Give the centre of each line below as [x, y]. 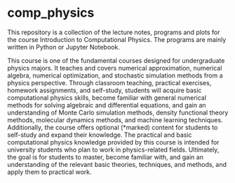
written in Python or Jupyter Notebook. [64, 47]
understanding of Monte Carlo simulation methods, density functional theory [118, 112]
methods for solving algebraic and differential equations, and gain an [107, 105]
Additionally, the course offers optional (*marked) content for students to [113, 127]
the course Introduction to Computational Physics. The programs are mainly [117, 39]
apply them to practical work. [50, 172]
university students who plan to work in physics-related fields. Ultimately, [113, 149]
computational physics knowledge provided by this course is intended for [113, 142]
